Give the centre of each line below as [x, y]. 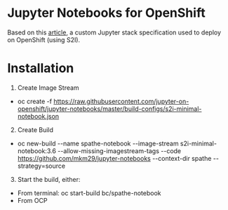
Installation [41, 68]
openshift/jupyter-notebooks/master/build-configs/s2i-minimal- [109, 109]
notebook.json [38, 116]
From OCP [32, 200]
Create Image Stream [48, 87]
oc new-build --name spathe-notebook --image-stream [98, 143]
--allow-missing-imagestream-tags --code [119, 151]
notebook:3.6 [36, 151]
